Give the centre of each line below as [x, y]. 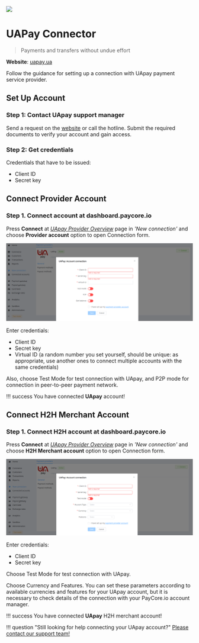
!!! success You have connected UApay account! [66, 396]
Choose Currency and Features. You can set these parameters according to [98, 585]
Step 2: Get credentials [40, 149]
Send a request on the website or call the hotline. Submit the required [91, 128]
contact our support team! [38, 634]
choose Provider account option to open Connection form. [78, 235]
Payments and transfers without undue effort [75, 50]
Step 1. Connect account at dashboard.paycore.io [79, 216]
